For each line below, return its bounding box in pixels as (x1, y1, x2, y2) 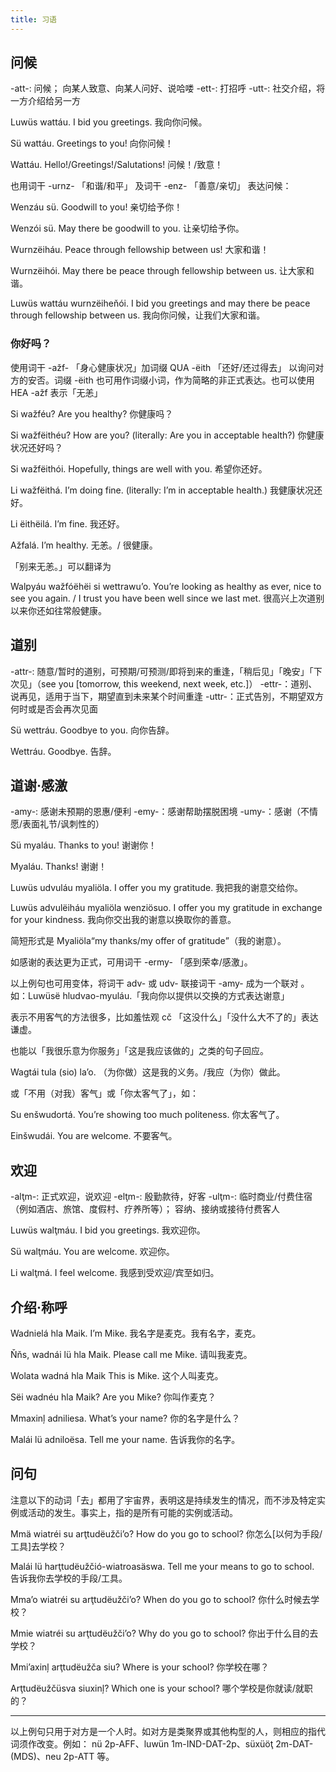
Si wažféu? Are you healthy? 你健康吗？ (10, 407, 174, 420)
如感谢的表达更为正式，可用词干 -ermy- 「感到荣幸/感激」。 (10, 956, 253, 968)
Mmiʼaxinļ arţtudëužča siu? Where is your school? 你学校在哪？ (10, 1661, 270, 1673)
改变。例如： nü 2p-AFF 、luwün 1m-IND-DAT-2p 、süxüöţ (36, 1737, 274, 1750)
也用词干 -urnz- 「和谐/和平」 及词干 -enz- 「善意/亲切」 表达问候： (10, 180, 292, 192)
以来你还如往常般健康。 (10, 604, 107, 616)
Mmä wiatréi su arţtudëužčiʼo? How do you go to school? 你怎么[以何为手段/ (10, 1527, 323, 1540)
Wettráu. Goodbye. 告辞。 (10, 745, 117, 757)
